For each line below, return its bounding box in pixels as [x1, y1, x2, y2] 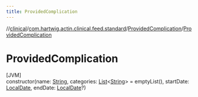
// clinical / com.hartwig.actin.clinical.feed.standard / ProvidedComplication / [6, 25, 184, 32]
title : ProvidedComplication [6, 8, 78, 15]
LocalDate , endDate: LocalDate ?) [6, 84, 87, 91]
